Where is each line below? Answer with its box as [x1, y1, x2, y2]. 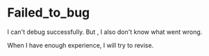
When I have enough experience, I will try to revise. [7, 41, 154, 49]
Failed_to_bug [7, 5, 90, 21]
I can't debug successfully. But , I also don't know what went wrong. [7, 28, 203, 36]
